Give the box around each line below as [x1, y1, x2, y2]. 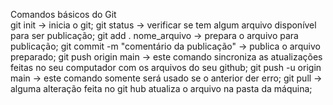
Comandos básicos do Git [10, 9, 117, 20]
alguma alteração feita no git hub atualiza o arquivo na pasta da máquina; [10, 83, 313, 94]
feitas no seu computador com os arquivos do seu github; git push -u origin [10, 62, 322, 73]
